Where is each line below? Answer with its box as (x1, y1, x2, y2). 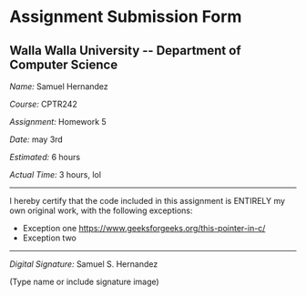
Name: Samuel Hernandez (9, 81, 109, 92)
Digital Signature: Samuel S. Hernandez (9, 259, 158, 270)
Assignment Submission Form (9, 6, 242, 27)
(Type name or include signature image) (9, 276, 159, 287)
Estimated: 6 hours (9, 152, 80, 162)
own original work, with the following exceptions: (9, 205, 193, 216)
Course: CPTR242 (9, 98, 77, 109)
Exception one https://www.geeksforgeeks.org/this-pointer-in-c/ (22, 223, 266, 233)
